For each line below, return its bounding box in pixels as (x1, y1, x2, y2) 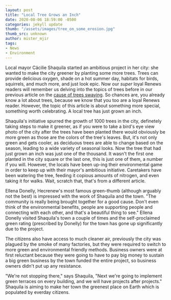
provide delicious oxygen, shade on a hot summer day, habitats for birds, (5, 75, 159, 81)
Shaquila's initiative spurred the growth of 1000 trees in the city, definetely (5, 118, 162, 124)
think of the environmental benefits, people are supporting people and (5, 204, 153, 210)
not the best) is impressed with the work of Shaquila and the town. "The (5, 193, 157, 199)
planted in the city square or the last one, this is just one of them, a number (5, 156, 163, 162)
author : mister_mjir (5, 36, 50, 41)
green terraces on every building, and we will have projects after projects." (5, 278, 162, 284)
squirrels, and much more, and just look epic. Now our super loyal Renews (5, 80, 162, 87)
